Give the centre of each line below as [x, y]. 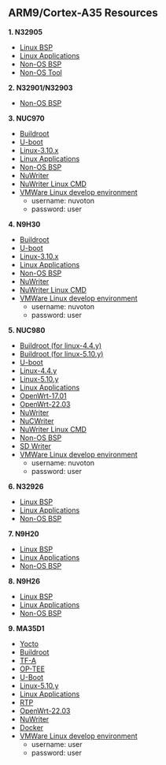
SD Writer [35, 446]
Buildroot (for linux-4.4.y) [61, 345]
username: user [57, 744]
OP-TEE [32, 669]
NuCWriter [37, 420]
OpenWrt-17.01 [43, 396]
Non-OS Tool [41, 72]
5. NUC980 [27, 330]
